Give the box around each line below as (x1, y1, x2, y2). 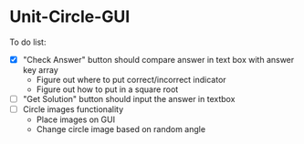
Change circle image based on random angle (36, 124, 206, 135)
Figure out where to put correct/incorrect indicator (36, 75, 226, 85)
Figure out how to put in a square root (36, 84, 179, 95)
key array (22, 65, 59, 75)
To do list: (9, 36, 47, 47)
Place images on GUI (36, 114, 116, 125)
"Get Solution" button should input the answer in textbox (22, 94, 236, 104)
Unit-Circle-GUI (9, 6, 131, 27)
